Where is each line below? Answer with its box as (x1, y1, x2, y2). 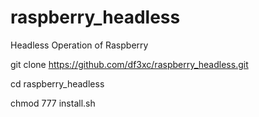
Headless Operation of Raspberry (10, 39, 149, 51)
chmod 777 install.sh (10, 97, 96, 109)
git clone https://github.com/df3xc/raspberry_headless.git (10, 58, 249, 70)
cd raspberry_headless (10, 77, 105, 90)
